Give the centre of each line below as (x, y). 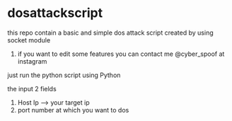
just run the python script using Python (64, 75)
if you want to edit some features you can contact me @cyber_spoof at (121, 54)
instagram (32, 61)
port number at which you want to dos (73, 110)
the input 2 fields (32, 88)
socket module (29, 40)
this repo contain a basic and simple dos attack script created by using (110, 33)
